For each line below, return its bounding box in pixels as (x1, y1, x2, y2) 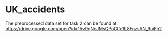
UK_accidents (5, 4, 65, 15)
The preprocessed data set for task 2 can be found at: (5, 20, 118, 26)
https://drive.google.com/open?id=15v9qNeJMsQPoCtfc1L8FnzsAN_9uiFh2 (5, 25, 162, 31)
